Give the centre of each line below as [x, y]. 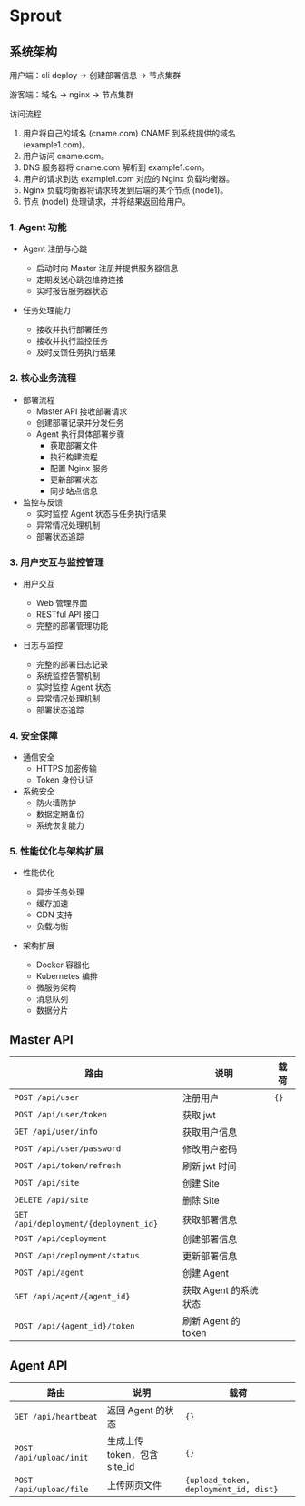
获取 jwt [199, 1116]
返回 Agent [131, 1410]
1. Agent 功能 [38, 227]
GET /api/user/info [56, 1132]
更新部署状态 [74, 480]
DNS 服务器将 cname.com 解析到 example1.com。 [116, 167]
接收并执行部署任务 [72, 329]
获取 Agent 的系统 [221, 1290]
